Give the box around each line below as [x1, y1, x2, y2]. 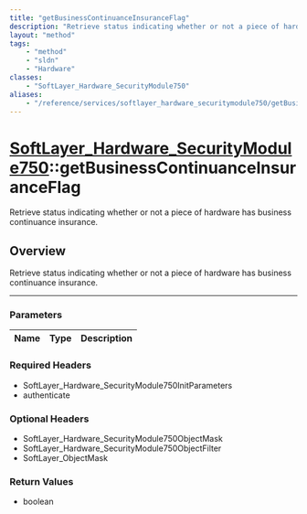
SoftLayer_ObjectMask [22, 453, 108, 464]
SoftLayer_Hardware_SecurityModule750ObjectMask [22, 434, 224, 444]
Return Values [9, 475, 74, 487]
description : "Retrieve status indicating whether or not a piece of [9, 22, 281, 31]
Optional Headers [9, 412, 90, 425]
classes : [9, 73, 43, 82]
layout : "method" [9, 30, 76, 39]
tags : [9, 38, 30, 48]
